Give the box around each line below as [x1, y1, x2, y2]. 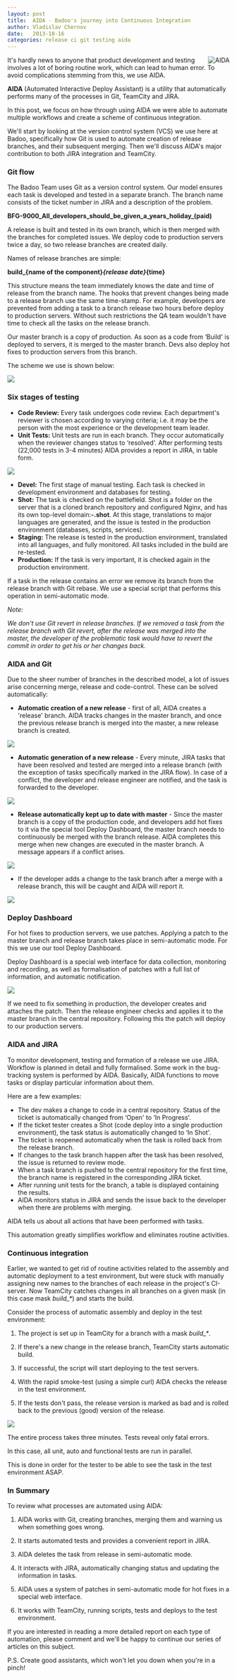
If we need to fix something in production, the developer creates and [7, 1000, 207, 1008]
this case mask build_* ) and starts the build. [7, 1293, 134, 1303]
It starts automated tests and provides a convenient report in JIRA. [17, 1536, 210, 1545]
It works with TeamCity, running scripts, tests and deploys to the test [17, 1606, 217, 1615]
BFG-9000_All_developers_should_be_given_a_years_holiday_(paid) [7, 212, 212, 220]
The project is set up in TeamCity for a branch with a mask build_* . [17, 1329, 211, 1337]
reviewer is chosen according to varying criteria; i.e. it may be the [17, 416, 208, 424]
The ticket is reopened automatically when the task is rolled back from [17, 1135, 222, 1144]
